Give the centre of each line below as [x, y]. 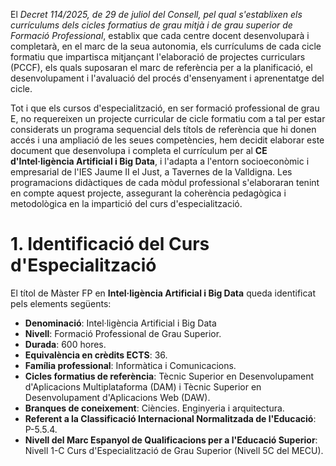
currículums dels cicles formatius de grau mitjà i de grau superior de [151, 25]
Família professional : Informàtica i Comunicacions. [130, 365]
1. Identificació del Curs [110, 244]
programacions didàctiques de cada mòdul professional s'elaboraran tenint [165, 182]
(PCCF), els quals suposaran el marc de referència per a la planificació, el [161, 67]
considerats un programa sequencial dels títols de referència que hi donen [163, 129]
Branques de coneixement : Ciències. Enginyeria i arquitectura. [154, 408]
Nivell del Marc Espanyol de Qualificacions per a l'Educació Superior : [171, 440]
